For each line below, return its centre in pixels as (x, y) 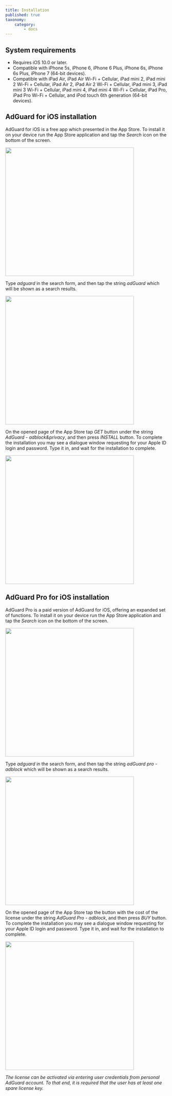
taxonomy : (16, 20)
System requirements (41, 50)
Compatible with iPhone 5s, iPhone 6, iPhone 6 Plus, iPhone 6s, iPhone (88, 68)
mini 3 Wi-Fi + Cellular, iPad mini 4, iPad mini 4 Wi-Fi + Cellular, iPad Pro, (90, 89)
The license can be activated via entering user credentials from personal (83, 1077)
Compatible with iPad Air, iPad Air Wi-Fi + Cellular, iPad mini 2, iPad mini (89, 79)
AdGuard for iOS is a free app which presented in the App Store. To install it (85, 129)
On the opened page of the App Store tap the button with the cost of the (82, 912)
